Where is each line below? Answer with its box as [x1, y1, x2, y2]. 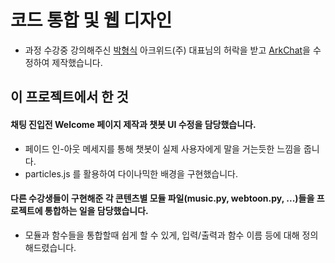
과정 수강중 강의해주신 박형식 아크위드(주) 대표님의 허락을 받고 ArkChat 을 [24, 44, 311, 56]
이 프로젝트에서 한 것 [10, 89, 129, 106]
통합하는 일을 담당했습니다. [44, 205, 149, 217]
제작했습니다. [51, 56, 103, 68]
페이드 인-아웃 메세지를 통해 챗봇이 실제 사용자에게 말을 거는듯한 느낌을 [24, 142, 302, 155]
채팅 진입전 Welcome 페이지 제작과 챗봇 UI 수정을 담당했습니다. [10, 118, 257, 130]
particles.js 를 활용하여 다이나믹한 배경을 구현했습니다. [24, 167, 239, 180]
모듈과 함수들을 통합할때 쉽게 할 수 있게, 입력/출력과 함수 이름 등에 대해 [24, 229, 300, 241]
